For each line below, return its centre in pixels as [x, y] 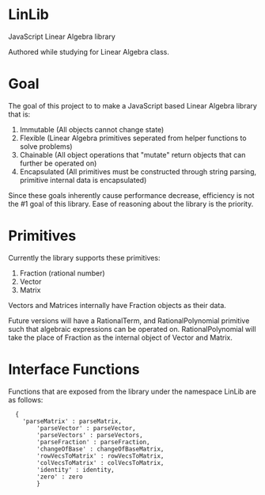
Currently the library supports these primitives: [84, 257]
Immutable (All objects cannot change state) [92, 129]
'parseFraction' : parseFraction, [93, 442]
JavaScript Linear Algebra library [62, 36]
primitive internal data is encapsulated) [83, 180]
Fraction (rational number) [62, 273]
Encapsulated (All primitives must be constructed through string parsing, [138, 171]
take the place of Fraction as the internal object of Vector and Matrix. [121, 337]
